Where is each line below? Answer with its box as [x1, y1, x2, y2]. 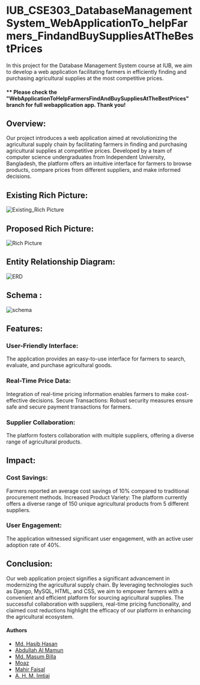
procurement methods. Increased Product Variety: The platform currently [6, 493, 187, 501]
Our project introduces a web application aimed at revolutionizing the [6, 135, 177, 142]
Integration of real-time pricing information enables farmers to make [6, 390, 175, 397]
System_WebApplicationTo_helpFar [6, 16, 188, 30]
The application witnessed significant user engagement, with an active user [6, 535, 193, 542]
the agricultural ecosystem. [6, 613, 74, 620]
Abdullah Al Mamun [14, 647, 64, 654]
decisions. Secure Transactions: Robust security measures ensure [29, 397, 193, 404]
